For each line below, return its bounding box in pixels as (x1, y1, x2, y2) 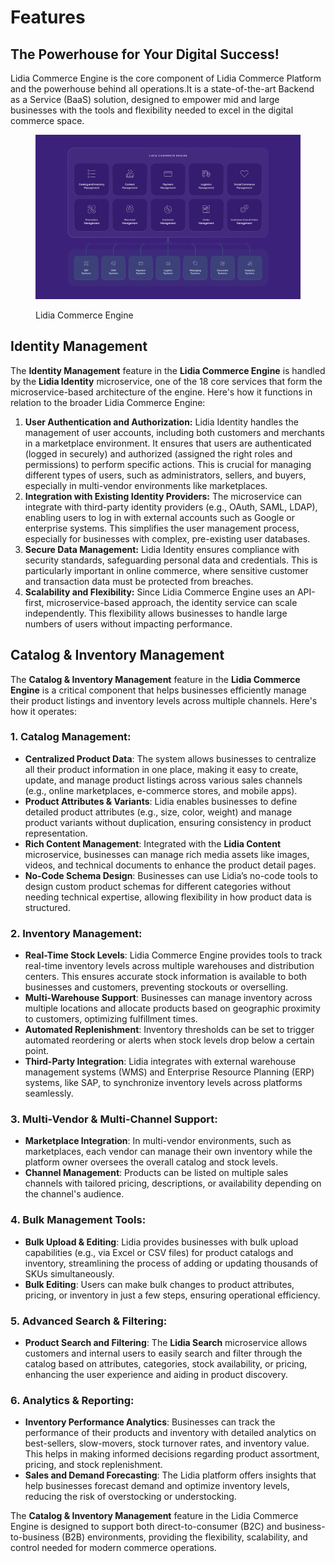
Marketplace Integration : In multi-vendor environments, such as (24, 1135, 292, 1147)
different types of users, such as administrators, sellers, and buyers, (24, 469, 307, 481)
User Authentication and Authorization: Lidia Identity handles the (24, 416, 299, 428)
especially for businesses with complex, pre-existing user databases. (24, 532, 311, 545)
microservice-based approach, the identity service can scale (46, 596, 298, 608)
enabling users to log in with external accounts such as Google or (24, 511, 295, 523)
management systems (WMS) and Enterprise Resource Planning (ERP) (24, 1066, 315, 1078)
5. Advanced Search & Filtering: (10, 1314, 168, 1328)
